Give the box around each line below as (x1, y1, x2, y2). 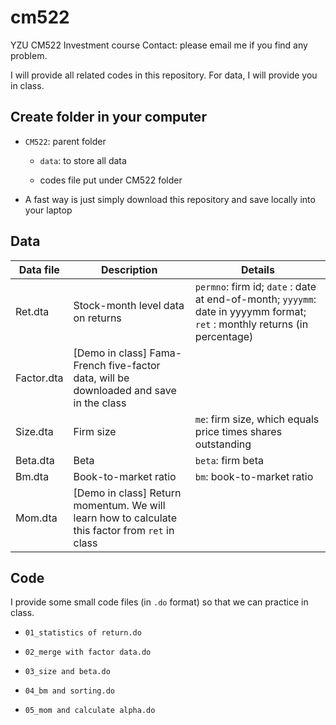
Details (240, 262, 275, 276)
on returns (73, 311, 122, 325)
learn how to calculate (73, 511, 178, 525)
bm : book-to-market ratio (194, 469, 314, 483)
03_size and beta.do (24, 667, 111, 677)
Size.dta (15, 424, 54, 438)
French (73, 358, 107, 372)
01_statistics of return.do (24, 628, 142, 638)
